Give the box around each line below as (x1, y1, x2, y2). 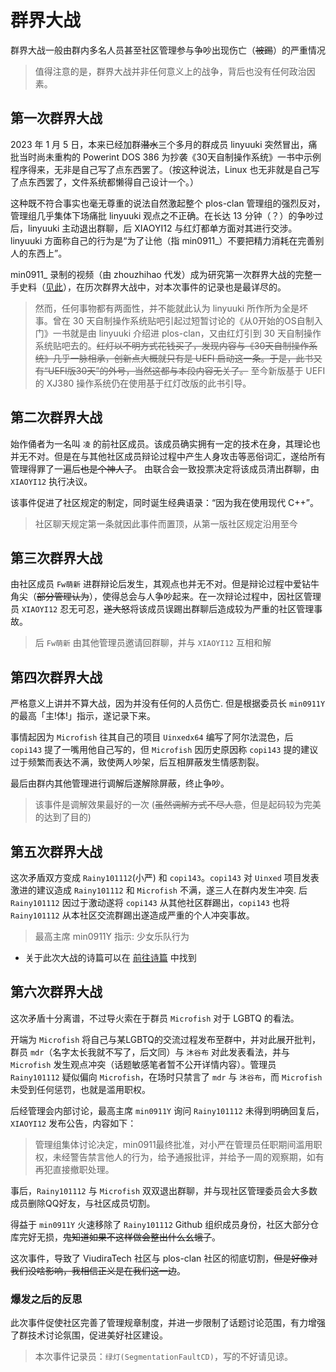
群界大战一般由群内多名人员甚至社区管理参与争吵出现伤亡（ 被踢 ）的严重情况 (10, 44, 326, 56)
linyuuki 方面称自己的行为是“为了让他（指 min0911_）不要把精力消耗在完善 (10, 234, 316, 246)
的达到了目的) (34, 811, 92, 823)
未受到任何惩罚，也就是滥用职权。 (10, 1083, 151, 1095)
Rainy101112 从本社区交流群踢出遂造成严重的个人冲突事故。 (10, 909, 255, 921)
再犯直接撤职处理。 (34, 1163, 115, 1175)
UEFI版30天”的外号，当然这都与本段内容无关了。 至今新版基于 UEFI (47, 364, 326, 376)
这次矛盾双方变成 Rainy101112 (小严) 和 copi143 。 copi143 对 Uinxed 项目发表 (10, 872, 320, 883)
